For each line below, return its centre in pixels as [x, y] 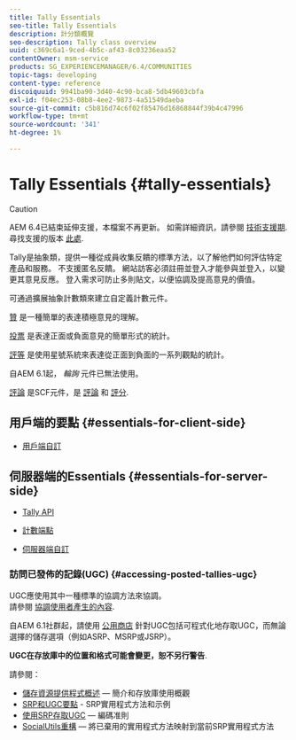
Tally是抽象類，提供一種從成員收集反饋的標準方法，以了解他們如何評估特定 [146, 257]
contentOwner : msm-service [59, 58]
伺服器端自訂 [45, 549]
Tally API [38, 512]
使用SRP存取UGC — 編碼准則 [75, 715]
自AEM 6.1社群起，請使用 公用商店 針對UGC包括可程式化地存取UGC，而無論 [148, 625]
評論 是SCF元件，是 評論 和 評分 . [69, 392]
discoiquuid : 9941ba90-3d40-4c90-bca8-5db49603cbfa [106, 91]
